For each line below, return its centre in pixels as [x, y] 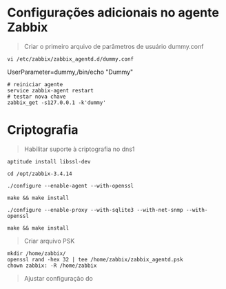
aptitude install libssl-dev [49, 161]
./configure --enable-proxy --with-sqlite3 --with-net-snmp [95, 210]
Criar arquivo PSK [49, 241]
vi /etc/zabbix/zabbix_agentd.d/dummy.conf [71, 59]
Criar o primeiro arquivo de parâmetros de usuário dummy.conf [114, 46]
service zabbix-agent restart [51, 90]
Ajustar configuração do [58, 278]
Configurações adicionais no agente [113, 13]
